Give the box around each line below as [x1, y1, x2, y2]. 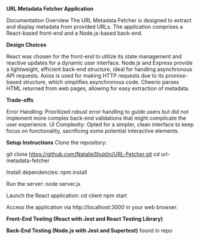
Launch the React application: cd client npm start [6, 192, 128, 199]
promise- [165, 72, 188, 79]
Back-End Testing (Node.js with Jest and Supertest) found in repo [6, 227, 172, 234]
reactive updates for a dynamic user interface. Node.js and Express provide [6, 60, 193, 66]
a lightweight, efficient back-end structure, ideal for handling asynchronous [6, 66, 193, 73]
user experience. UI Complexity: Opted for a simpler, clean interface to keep [6, 121, 194, 128]
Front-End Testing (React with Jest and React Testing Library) [6, 215, 163, 222]
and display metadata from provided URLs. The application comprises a [6, 23, 183, 30]
